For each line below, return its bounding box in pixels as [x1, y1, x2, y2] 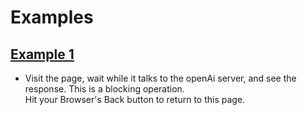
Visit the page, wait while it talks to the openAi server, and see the [24, 72, 297, 84]
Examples [10, 6, 94, 29]
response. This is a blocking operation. [24, 83, 185, 95]
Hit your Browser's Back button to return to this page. [24, 94, 246, 105]
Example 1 [10, 46, 75, 63]
